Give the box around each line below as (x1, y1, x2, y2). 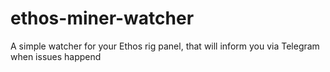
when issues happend (10, 50, 102, 62)
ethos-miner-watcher (10, 7, 195, 30)
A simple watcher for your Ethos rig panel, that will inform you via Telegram (10, 40, 320, 52)
